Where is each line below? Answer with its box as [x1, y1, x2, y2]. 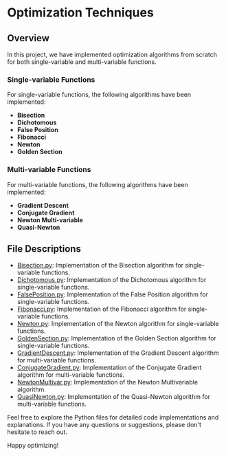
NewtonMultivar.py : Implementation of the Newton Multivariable [16, 378, 198, 387]
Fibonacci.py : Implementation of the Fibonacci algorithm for [16, 305, 187, 314]
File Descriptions [7, 243, 81, 254]
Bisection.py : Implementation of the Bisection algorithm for [16, 261, 184, 270]
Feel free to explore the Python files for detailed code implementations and [7, 413, 219, 422]
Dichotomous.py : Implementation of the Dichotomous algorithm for [16, 276, 207, 284]
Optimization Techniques [7, 5, 155, 21]
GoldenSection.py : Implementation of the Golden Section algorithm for [16, 334, 216, 343]
